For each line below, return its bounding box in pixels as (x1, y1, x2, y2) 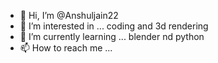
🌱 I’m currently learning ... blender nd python (19, 31, 205, 42)
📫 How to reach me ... (19, 42, 113, 54)
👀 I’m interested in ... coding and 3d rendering (19, 20, 209, 32)
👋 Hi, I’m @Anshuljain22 (19, 10, 119, 21)
